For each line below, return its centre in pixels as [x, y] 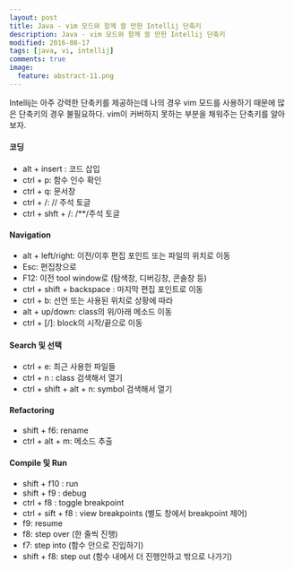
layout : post [34, 17]
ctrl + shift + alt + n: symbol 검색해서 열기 [97, 389]
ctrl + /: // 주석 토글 [56, 202]
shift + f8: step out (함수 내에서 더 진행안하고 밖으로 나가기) [127, 556]
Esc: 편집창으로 [49, 267]
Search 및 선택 [36, 345]
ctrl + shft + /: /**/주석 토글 [71, 213]
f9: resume [42, 523]
